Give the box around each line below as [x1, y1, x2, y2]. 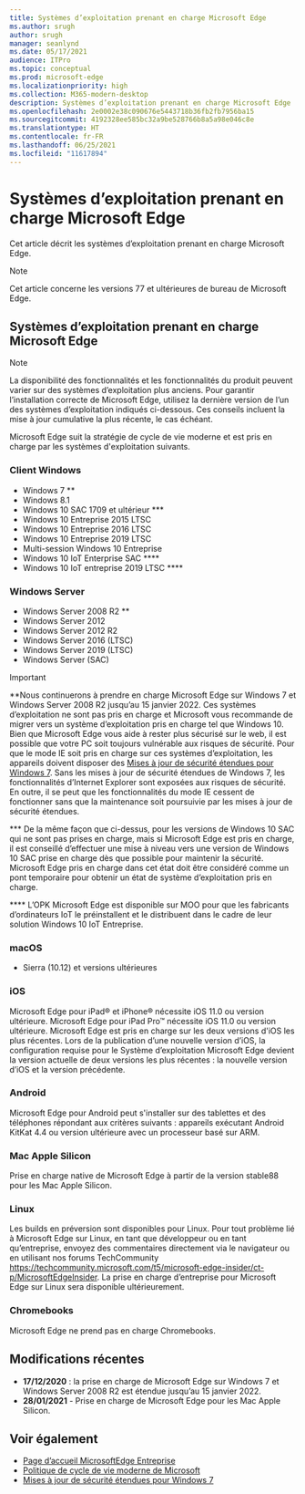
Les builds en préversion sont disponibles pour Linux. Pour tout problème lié [9, 1223, 295, 1234]
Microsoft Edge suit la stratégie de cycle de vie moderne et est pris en [9, 431, 273, 442]
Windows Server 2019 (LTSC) [22, 644, 134, 655]
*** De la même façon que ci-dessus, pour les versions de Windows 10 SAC [9, 823, 295, 835]
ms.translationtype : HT [9, 124, 100, 133]
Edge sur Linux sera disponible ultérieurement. [9, 1281, 185, 1292]
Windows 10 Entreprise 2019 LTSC [22, 533, 152, 544]
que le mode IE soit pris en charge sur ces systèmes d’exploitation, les [9, 747, 273, 758]
